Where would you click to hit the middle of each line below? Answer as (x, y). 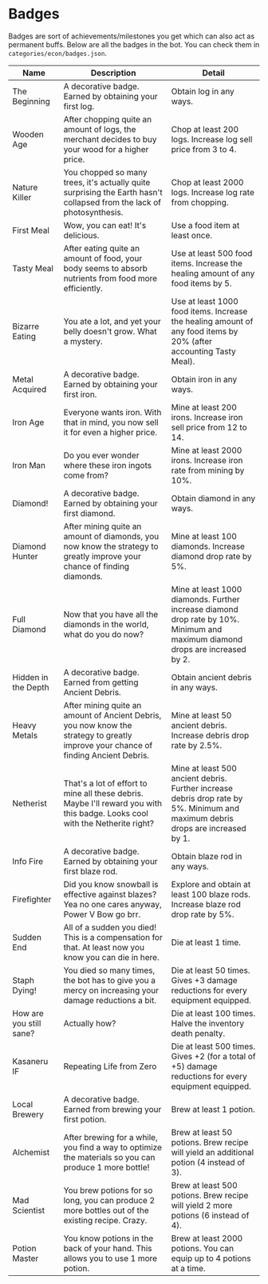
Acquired (30, 389)
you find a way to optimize (112, 1147)
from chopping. (200, 202)
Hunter (25, 556)
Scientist (29, 1210)
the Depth (31, 687)
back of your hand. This (108, 1248)
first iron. (80, 394)
